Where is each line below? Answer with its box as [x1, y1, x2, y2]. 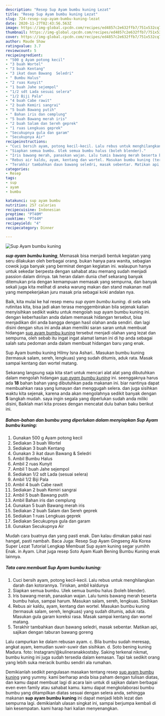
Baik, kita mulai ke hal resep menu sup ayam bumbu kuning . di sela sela [5, 298, 151, 304]
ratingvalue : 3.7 [5, 44, 41, 48]
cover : [5, 35, 19, 40]
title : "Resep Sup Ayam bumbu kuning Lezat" [5, 12, 98, 17]
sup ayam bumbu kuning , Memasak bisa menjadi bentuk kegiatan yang [5, 253, 151, 259]
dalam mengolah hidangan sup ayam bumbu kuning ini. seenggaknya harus [5, 375, 158, 381]
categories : [5, 167, 30, 171]
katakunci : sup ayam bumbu [5, 198, 61, 203]
